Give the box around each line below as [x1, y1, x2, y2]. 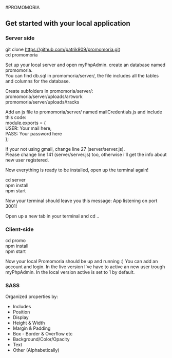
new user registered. [5, 156, 49, 163]
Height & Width [12, 320, 45, 326]
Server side [5, 34, 35, 42]
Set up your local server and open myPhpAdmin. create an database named [5, 62, 166, 68]
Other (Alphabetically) [12, 347, 60, 353]
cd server [5, 176, 26, 183]
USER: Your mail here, [5, 125, 52, 131]
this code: [5, 114, 27, 120]
